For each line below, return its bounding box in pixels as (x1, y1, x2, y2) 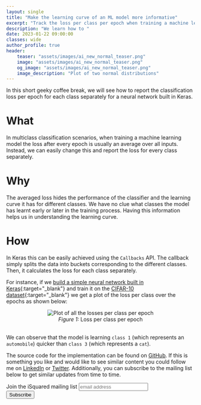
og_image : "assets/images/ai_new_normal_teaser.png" (17, 64, 151, 71)
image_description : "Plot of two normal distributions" (17, 70, 160, 76)
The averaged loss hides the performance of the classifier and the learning (6, 194, 191, 201)
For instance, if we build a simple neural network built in (6, 279, 144, 286)
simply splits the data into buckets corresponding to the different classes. (6, 261, 187, 268)
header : (6, 48, 26, 54)
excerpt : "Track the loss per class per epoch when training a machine (6, 20, 188, 26)
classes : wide (6, 37, 42, 43)
